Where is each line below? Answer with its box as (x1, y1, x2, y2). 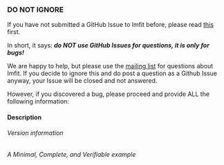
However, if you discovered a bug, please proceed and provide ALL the (7, 90, 209, 98)
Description (7, 113, 42, 122)
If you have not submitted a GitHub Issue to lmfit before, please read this (7, 21, 214, 29)
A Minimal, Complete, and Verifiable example (7, 151, 136, 159)
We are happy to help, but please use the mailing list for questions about (7, 62, 214, 70)
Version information (7, 129, 64, 137)
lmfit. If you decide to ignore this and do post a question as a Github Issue (7, 69, 218, 77)
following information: (7, 97, 69, 106)
